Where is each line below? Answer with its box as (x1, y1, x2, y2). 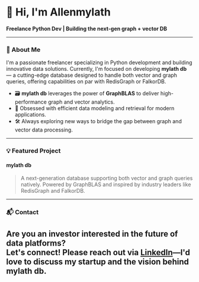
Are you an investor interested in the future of (6, 228, 178, 239)
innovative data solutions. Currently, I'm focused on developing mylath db (6, 65, 187, 73)
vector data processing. (14, 126, 73, 133)
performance (14, 98, 47, 106)
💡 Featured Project (6, 147, 61, 155)
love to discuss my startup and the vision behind (6, 256, 190, 267)
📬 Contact (6, 208, 39, 217)
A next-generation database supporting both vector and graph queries (20, 175, 193, 182)
